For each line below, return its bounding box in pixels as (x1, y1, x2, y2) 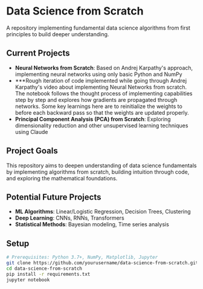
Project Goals (6, 146, 59, 156)
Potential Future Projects (6, 192, 101, 202)
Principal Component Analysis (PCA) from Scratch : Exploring (14, 115, 171, 122)
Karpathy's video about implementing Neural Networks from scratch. (14, 83, 187, 91)
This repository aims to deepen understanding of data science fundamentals (6, 162, 197, 169)
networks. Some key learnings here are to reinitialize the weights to (14, 103, 182, 110)
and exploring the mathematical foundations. (6, 174, 118, 182)
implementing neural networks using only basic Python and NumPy (14, 71, 182, 78)
